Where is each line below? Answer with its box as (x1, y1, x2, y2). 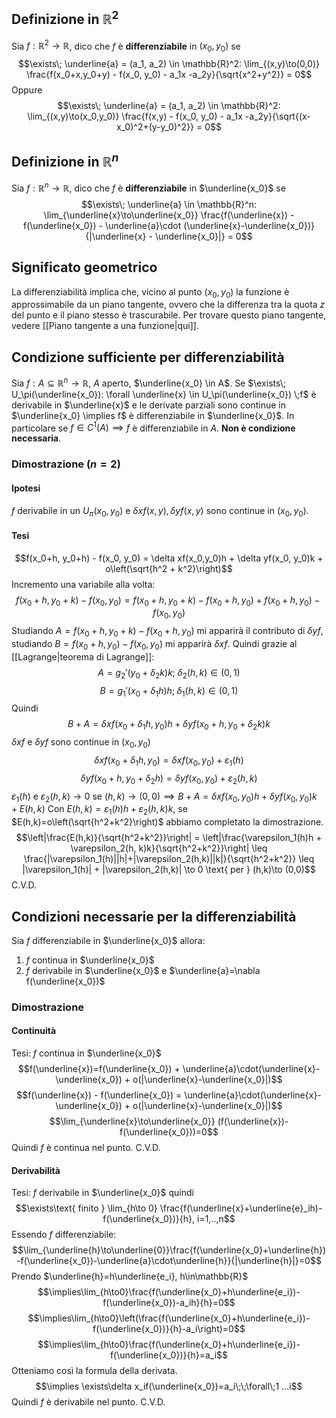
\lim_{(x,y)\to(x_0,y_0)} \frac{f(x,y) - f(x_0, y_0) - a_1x (27, 110, 243, 123)
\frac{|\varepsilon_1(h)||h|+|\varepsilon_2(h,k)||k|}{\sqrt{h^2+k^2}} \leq (23, 853, 315, 865)
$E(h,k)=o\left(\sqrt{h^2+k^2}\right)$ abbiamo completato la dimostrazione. (11, 816, 324, 828)
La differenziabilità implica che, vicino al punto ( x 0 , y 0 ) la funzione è (11, 285, 290, 300)
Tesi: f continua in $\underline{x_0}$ (11, 1047, 162, 1059)
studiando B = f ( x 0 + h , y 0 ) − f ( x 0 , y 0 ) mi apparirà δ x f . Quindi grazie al (11, 637, 298, 652)
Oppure (11, 84, 43, 96)
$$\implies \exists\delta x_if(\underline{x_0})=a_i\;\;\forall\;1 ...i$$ (35, 1380, 303, 1393)
